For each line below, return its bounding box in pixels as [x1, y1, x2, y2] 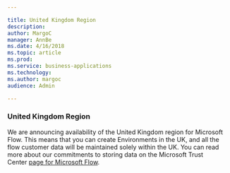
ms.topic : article [7, 49, 61, 56]
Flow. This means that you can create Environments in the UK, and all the [7, 135, 220, 143]
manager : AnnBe [7, 36, 52, 43]
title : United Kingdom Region [7, 16, 97, 23]
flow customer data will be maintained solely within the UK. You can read [7, 143, 219, 151]
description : [7, 23, 46, 30]
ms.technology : [7, 68, 52, 76]
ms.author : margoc [7, 76, 61, 83]
